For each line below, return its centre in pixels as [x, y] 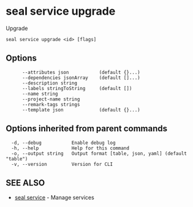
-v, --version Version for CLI [62, 164]
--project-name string [51, 99]
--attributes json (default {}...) [81, 72]
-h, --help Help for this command [70, 148]
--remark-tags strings [51, 104]
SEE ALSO [25, 183]
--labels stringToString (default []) [77, 88]
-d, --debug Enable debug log [63, 143]
